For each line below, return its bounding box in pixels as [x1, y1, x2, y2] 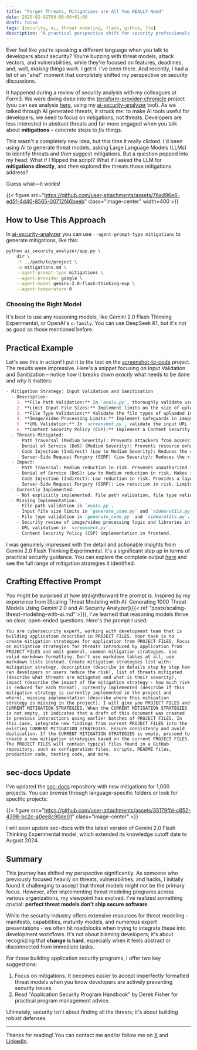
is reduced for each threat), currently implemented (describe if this [6, 685, 185, 691]
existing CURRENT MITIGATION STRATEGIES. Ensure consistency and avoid [6, 726, 185, 732]
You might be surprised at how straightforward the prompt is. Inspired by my [6, 592, 191, 599]
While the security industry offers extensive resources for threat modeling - [6, 912, 189, 919]
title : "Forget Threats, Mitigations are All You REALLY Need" [6, 8, 164, 15]
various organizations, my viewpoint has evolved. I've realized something [6, 895, 183, 902]
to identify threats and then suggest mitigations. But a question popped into [6, 150, 189, 157]
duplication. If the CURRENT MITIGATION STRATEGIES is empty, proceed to [6, 731, 191, 737]
